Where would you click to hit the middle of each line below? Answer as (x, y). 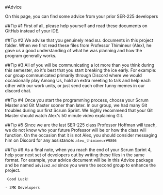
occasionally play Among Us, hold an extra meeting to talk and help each (78, 80)
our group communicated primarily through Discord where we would (73, 75)
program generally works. (31, 56)
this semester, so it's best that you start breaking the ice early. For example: (81, 70)
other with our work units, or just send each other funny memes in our (75, 86)
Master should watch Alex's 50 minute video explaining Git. (64, 115)
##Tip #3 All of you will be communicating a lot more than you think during (80, 65)
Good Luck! (18, 179)
